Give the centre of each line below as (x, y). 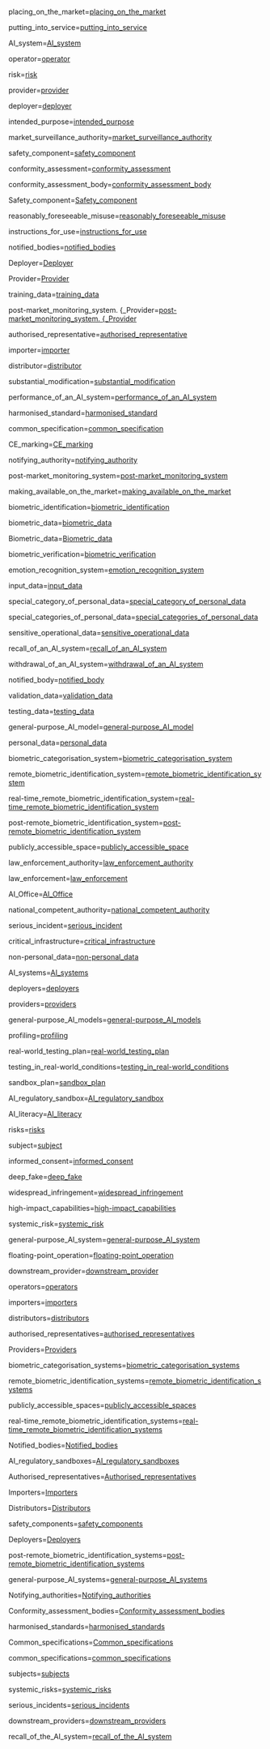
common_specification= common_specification (86, 428)
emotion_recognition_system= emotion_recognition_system (106, 570)
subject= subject (36, 1145)
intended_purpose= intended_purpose (72, 122)
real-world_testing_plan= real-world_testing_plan (89, 1051)
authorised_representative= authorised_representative (98, 334)
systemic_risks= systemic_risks (60, 1689)
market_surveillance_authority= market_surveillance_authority (110, 137)
